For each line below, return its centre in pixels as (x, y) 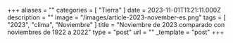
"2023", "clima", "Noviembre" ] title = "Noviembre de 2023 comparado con (116, 25)
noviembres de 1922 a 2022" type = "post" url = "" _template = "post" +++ (116, 32)
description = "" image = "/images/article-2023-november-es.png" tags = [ (117, 17)
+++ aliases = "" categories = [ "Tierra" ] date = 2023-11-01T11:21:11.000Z (114, 10)
